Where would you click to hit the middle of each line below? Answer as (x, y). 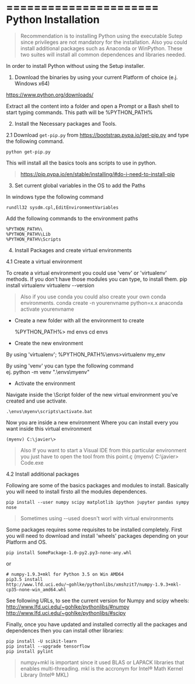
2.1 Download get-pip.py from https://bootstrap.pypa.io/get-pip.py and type (97, 135)
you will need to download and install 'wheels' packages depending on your (97, 535)
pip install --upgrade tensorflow (48, 646)
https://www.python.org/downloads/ (50, 95)
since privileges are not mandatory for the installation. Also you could (104, 42)
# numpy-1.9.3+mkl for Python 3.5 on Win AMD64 (65, 574)
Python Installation (53, 20)
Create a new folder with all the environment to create (79, 320)
